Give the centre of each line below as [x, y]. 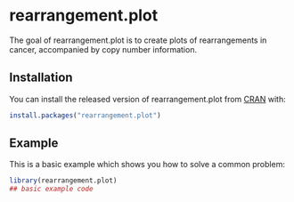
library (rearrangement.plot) [63, 181]
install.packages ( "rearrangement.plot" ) [86, 115]
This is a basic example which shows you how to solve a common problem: [147, 165]
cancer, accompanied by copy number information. [103, 49]
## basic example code [51, 189]
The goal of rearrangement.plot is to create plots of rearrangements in [138, 40]
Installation [41, 78]
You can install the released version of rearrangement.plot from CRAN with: [148, 99]
